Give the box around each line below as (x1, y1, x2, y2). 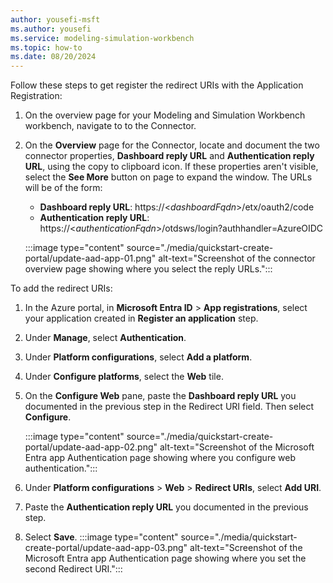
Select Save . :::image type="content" (24, 531, 179, 543)
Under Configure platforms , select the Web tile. (24, 371, 224, 383)
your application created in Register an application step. (24, 312, 259, 325)
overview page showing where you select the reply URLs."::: (24, 263, 273, 275)
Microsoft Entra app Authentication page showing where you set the (24, 552, 307, 565)
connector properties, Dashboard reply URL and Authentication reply (24, 150, 315, 162)
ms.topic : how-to (10, 42, 83, 53)
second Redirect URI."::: (24, 563, 123, 575)
